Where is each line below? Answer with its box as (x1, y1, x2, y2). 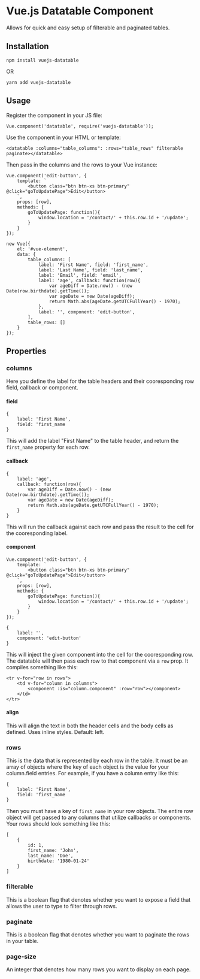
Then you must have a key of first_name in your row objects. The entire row (6, 808, 193, 815)
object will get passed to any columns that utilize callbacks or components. (6, 814, 192, 821)
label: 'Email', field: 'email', (38, 272, 122, 278)
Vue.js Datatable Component (6, 4, 154, 18)
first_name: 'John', (28, 848, 79, 854)
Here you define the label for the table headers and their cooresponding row (6, 377, 195, 385)
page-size (6, 952, 37, 960)
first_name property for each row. (6, 443, 90, 451)
